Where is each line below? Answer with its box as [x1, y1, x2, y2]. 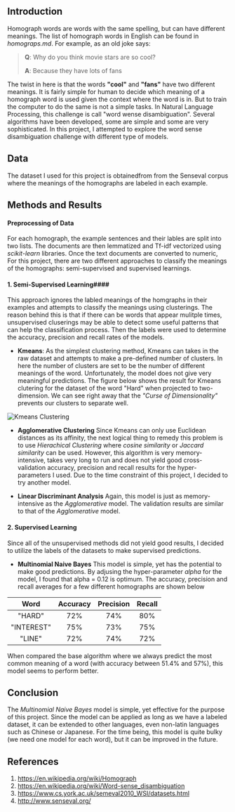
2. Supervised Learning [7, 523, 77, 532]
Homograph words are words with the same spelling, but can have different [7, 24, 226, 32]
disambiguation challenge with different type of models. [7, 132, 169, 140]
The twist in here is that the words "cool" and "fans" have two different [7, 80, 215, 89]
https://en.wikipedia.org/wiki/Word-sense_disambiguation [17, 782, 185, 790]
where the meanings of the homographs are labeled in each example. [7, 178, 208, 187]
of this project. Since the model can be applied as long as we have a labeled [7, 713, 227, 721]
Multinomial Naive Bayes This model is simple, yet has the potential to [17, 560, 222, 568]
